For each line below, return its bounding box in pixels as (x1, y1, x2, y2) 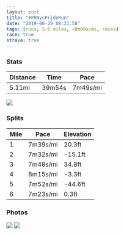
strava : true (6, 37, 40, 43)
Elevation (64, 129, 92, 138)
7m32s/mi (28, 150, 58, 159)
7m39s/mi (28, 140, 58, 148)
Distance (9, 73, 36, 82)
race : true (6, 32, 34, 38)
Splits (6, 114, 24, 123)
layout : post (6, 9, 40, 15)
